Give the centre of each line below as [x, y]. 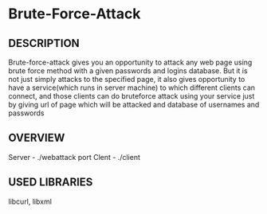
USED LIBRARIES [51, 183]
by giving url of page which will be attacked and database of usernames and [134, 105]
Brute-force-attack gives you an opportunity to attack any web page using [130, 62]
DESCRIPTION [44, 43]
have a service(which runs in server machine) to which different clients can [132, 88]
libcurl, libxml [30, 201]
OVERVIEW [37, 138]
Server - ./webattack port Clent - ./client [75, 157]
